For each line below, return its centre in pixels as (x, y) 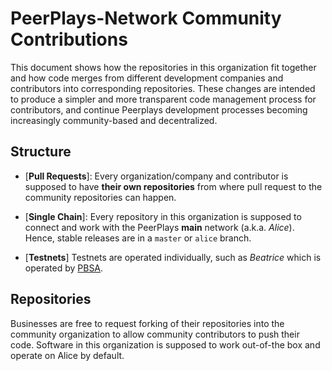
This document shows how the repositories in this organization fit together (163, 67)
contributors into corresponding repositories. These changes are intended (163, 88)
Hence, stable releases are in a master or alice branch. (138, 238)
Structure (41, 152)
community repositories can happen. (100, 197)
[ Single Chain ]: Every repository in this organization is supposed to (163, 216)
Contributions (69, 39)
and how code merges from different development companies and (147, 78)
